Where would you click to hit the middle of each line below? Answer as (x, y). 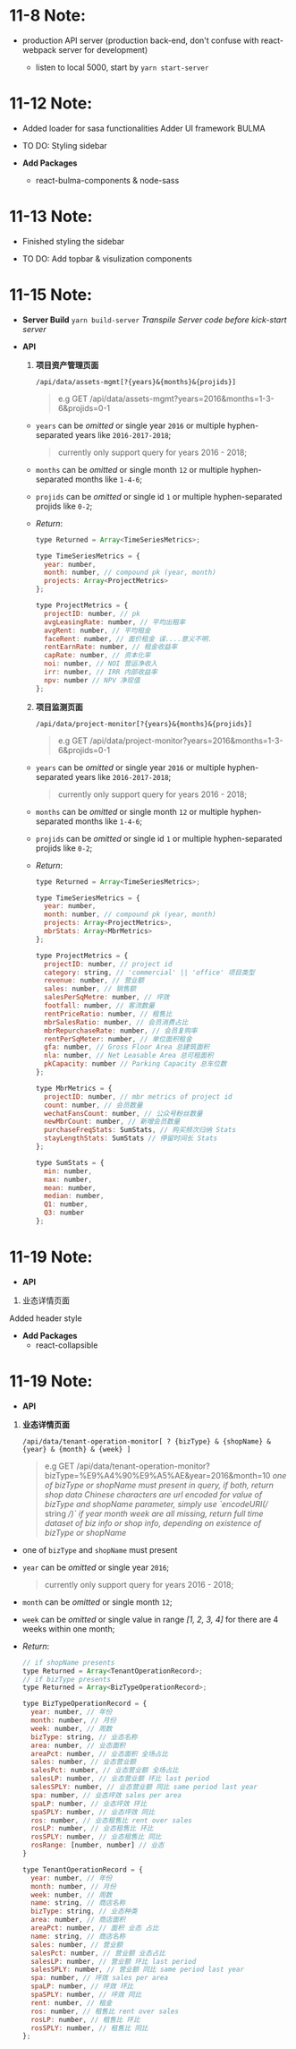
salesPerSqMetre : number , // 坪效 (106, 998)
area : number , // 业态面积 (78, 1745)
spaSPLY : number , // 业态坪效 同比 (93, 1812)
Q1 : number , (66, 1205)
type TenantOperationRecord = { (82, 1869)
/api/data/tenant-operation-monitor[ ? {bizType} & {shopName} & (146, 1441)
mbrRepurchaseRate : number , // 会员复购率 (121, 1031)
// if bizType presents (67, 1679)
